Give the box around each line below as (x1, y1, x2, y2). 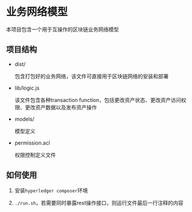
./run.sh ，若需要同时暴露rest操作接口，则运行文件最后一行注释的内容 (14, 199, 184, 206)
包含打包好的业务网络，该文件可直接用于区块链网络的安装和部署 (14, 73, 169, 80)
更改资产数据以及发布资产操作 (25, 104, 97, 111)
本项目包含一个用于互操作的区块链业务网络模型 (6, 26, 119, 33)
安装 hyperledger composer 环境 (14, 187, 88, 194)
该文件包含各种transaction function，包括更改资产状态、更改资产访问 (14, 96, 181, 103)
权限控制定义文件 (14, 151, 56, 158)
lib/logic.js (14, 84, 40, 91)
